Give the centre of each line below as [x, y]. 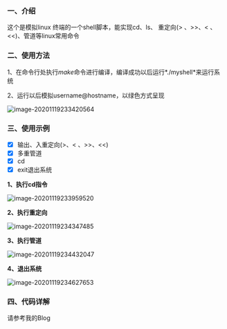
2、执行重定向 [27, 213]
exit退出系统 [35, 170]
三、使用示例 [29, 128]
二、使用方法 [29, 55]
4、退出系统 [25, 269]
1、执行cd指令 [28, 185]
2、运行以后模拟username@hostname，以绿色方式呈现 [86, 95]
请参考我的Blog [29, 318]
